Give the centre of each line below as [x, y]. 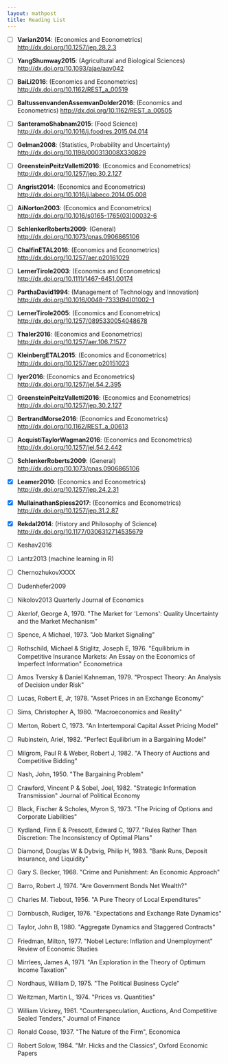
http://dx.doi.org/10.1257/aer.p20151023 [73, 363]
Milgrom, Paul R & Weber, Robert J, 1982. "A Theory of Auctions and [113, 753]
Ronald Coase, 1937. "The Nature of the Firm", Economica [99, 1032]
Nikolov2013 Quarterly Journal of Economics [80, 600]
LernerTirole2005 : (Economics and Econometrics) [89, 313]
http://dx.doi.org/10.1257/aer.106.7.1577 [72, 342]
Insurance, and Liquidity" [53, 859]
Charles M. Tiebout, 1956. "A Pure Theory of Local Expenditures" [109, 900]
